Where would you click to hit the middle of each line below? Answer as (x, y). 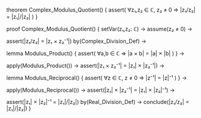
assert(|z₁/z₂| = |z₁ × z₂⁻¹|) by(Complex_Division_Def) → (76, 41)
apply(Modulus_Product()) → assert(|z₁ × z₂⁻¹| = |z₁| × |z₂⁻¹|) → (86, 65)
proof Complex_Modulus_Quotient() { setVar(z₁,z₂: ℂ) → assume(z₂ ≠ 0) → (99, 29)
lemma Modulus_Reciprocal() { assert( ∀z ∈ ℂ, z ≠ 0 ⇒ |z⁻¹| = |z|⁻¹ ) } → (97, 78)
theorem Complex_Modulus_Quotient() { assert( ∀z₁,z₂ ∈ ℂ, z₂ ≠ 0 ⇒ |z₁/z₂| (101, 10)
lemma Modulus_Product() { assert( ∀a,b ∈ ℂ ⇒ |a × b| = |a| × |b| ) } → (96, 53)
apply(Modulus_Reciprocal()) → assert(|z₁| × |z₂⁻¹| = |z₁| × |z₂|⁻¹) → (91, 90)
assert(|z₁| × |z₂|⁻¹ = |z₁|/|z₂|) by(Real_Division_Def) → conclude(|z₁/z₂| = (98, 102)
